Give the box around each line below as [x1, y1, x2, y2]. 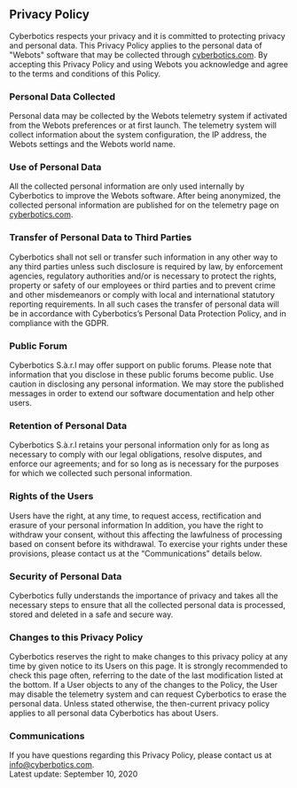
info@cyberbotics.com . [9, 760, 95, 770]
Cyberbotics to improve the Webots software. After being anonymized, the [9, 191, 281, 201]
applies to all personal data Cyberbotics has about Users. [9, 708, 219, 719]
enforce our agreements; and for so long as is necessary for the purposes [9, 458, 279, 469]
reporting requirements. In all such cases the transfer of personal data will [9, 299, 279, 309]
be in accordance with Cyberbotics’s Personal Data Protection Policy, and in [9, 308, 286, 318]
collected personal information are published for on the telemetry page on [9, 199, 279, 211]
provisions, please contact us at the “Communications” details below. [9, 548, 262, 558]
